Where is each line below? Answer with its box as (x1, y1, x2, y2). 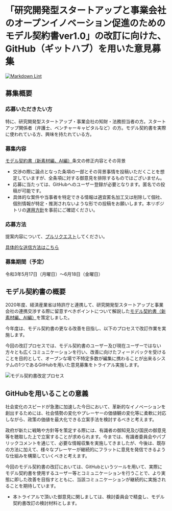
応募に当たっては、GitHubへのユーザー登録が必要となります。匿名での (12, 181, 161, 187)
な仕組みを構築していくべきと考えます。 (5, 453, 90, 459)
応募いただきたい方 (5, 106, 53, 113)
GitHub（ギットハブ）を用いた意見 (5, 43, 152, 55)
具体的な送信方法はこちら (5, 244, 59, 250)
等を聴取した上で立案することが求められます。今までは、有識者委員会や (5, 434, 157, 440)
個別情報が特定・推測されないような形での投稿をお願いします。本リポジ (12, 200, 165, 206)
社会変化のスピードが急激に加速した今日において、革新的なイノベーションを (5, 404, 166, 410)
